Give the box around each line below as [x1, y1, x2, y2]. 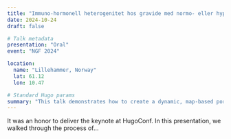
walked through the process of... [7, 124, 99, 132]
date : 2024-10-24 [7, 16, 57, 23]
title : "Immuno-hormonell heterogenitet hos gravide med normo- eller [7, 10, 214, 17]
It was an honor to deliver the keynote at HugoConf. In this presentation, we [7, 117, 221, 125]
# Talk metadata [7, 35, 54, 42]
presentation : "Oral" [7, 42, 69, 49]
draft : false [7, 23, 45, 29]
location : [7, 60, 36, 67]
